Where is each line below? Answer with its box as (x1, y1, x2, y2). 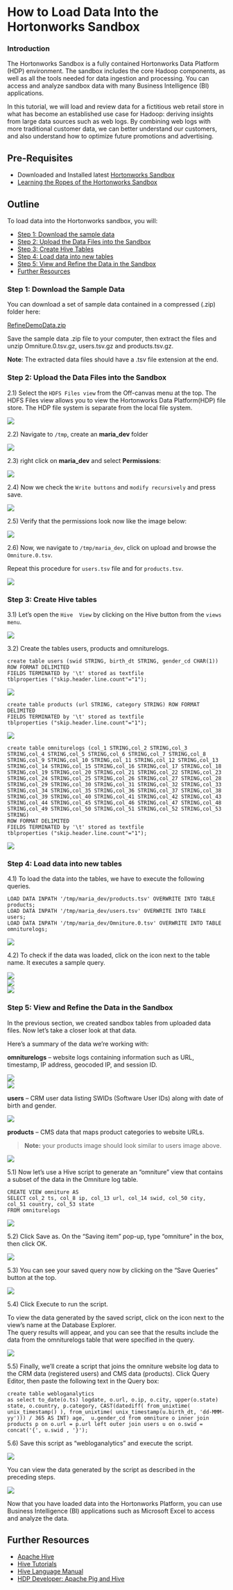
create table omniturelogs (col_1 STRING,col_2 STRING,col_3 (7, 745, 188, 752)
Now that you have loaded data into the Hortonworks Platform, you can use (7, 1499, 223, 1507)
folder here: (7, 307, 41, 316)
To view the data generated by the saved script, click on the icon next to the (7, 1313, 225, 1322)
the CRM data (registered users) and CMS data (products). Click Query (7, 1369, 210, 1377)
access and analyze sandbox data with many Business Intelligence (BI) (7, 81, 209, 90)
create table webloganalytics (7, 1390, 95, 1397)
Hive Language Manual (17, 1567, 84, 1575)
